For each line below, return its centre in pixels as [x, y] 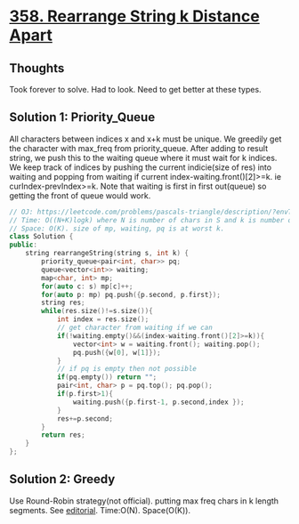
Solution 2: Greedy [62, 479]
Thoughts [37, 68]
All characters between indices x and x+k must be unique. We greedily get [145, 139]
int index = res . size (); [103, 319]
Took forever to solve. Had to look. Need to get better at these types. [135, 89]
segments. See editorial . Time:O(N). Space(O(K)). [100, 510]
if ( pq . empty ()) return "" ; [107, 377]
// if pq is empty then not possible [127, 369]
